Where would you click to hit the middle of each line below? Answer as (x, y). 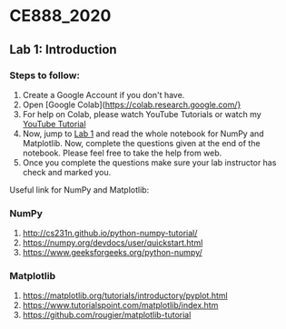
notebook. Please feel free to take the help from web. (122, 153)
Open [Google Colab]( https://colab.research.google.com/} (132, 105)
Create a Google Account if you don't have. (104, 95)
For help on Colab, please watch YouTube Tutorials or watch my (142, 114)
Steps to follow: (44, 75)
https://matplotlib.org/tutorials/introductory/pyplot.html (125, 295)
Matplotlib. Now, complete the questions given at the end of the (141, 143)
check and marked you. (67, 172)
